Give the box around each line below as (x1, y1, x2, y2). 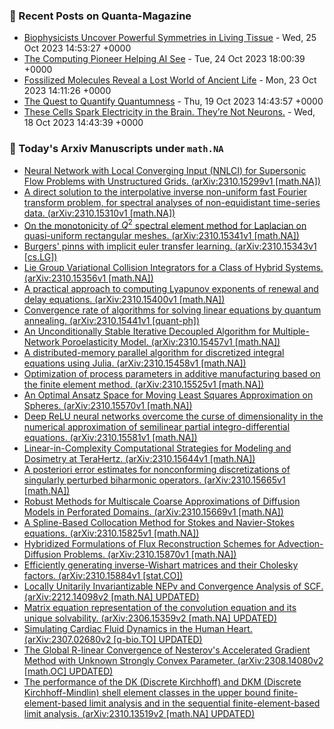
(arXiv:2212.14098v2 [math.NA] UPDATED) (23, 591, 200, 603)
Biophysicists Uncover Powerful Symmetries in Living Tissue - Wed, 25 (23, 32, 317, 44)
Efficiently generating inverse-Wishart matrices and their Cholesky (23, 559, 299, 571)
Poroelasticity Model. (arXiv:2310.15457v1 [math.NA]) (62, 336, 281, 348)
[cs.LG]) (23, 251, 58, 263)
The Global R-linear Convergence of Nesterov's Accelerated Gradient (23, 644, 311, 656)
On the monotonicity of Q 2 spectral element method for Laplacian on (23, 217, 307, 231)
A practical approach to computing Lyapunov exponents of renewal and (23, 283, 319, 295)
